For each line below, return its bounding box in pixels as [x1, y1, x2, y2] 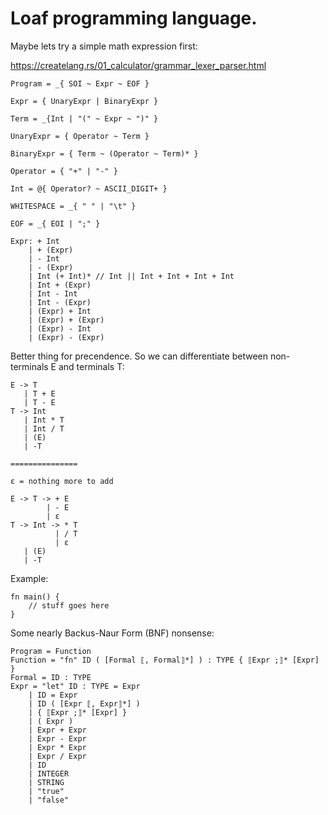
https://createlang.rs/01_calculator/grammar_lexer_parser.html [10, 59, 267, 71]
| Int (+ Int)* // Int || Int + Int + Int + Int [28, 271, 235, 281]
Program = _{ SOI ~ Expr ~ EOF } [10, 78, 150, 89]
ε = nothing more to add [10, 476, 114, 486]
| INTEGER [28, 768, 70, 779]
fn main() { [10, 592, 60, 602]
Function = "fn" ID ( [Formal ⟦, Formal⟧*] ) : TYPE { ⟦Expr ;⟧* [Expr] [10, 655, 320, 665]
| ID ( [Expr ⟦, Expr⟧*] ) [28, 698, 141, 709]
